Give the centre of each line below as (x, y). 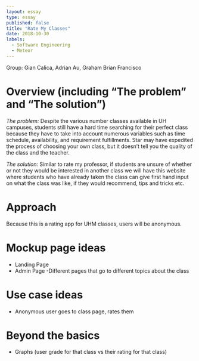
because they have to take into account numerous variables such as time (96, 133)
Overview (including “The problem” (96, 92)
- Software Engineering (41, 45)
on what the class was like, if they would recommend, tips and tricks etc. (95, 183)
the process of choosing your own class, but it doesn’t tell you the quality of (99, 146)
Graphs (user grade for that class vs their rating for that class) (91, 352)
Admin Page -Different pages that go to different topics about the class (102, 271)
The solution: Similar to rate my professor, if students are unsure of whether (99, 164)
